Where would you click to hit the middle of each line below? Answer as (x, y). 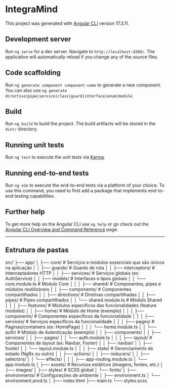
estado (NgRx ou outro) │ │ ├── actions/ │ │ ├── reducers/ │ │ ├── (77, 354)
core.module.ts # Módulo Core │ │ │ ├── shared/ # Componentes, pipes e (83, 284)
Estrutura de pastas (37, 250)
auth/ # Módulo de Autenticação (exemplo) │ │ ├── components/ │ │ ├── (83, 332)
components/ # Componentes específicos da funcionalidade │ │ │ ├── (80, 316)
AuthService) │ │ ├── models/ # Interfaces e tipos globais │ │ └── (76, 278)
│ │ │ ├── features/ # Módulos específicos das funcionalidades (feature (81, 305)
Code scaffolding (33, 73)
